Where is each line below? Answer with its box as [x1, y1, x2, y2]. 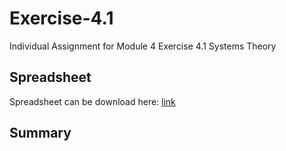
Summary [9, 125, 72, 142]
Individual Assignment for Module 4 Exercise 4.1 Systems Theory [9, 40, 277, 52]
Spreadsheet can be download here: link [9, 95, 176, 107]
